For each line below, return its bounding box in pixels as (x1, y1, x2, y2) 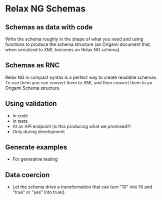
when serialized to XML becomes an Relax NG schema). (5, 47, 121, 52)
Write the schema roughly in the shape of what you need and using (5, 36, 143, 42)
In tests (12, 118, 28, 124)
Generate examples (5, 143, 67, 152)
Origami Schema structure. (5, 85, 61, 91)
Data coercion (5, 171, 50, 179)
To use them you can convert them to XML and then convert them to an (5, 79, 152, 85)
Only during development (12, 128, 65, 135)
